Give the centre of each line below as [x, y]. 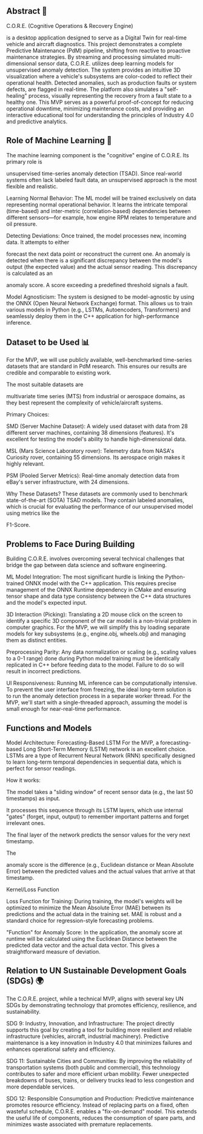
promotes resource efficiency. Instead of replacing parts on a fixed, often [98, 1105]
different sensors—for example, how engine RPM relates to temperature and [101, 217]
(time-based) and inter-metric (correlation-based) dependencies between [98, 211]
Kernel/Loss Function [33, 889]
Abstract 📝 [27, 11]
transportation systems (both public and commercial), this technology [93, 1067]
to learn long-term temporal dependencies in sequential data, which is [94, 762]
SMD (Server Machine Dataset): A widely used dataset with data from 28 [97, 426]
